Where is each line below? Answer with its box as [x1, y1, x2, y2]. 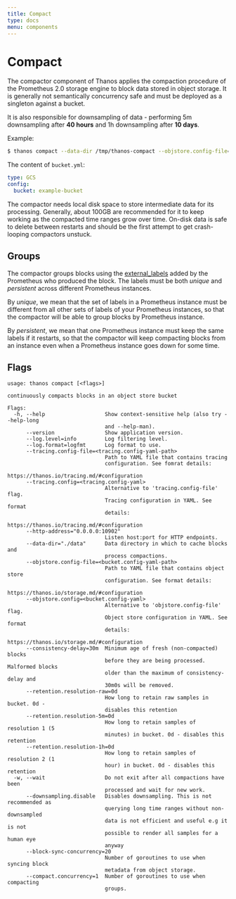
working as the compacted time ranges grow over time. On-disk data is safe [7, 215, 228, 223]
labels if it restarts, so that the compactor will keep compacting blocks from [7, 334, 226, 342]
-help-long [7, 417, 39, 425]
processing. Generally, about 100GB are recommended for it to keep [7, 207, 205, 215]
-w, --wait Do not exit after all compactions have [13, 774, 225, 781]
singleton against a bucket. [7, 99, 86, 108]
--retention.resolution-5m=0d [25, 712, 114, 720]
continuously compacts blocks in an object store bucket [7, 392, 178, 400]
